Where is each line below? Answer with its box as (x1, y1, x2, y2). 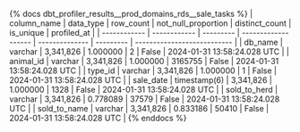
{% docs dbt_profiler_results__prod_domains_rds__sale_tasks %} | (9, 9, 253, 19)
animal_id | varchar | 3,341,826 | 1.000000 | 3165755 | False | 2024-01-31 (9, 56, 279, 66)
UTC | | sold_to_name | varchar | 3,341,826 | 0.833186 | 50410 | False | (9, 103, 270, 113)
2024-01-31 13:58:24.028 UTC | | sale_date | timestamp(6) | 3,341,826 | (9, 75, 273, 85)
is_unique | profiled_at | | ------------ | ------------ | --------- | (9, 28, 240, 37)
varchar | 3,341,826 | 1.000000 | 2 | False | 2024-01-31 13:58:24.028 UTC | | (9, 46, 289, 57)
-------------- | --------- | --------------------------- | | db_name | (38, 37, 284, 47)
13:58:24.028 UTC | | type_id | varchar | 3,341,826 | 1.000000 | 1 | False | (9, 65, 278, 76)
